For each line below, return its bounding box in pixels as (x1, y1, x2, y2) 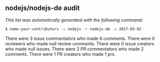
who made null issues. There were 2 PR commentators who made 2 (5, 46, 144, 52)
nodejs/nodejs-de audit (5, 4, 80, 12)
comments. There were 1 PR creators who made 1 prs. (5, 51, 116, 57)
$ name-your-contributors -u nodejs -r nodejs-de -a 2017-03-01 (5, 27, 142, 31)
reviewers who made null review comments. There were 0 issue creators (5, 40, 155, 46)
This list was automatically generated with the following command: (5, 17, 144, 23)
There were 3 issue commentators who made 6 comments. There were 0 (5, 35, 156, 41)
